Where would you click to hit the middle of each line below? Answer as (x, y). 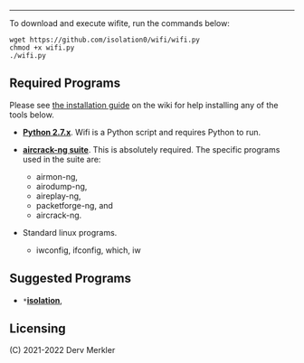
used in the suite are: (62, 159)
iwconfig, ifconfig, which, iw (89, 250)
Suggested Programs (71, 279)
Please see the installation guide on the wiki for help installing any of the (144, 105)
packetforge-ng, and (74, 205)
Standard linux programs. (70, 232)
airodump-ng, (62, 186)
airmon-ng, (57, 176)
